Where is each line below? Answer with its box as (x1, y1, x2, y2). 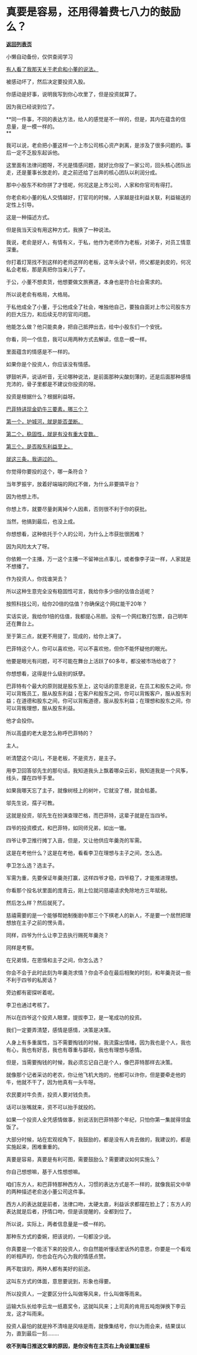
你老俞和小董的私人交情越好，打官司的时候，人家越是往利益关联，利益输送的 (6, 193, 191, 200)
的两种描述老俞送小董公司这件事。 (6, 1188, 89, 1195)
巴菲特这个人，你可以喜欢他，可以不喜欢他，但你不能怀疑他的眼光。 (6, 645, 171, 652)
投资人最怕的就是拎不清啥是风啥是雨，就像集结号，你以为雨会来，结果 (6, 1322, 176, 1329)
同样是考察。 (6, 944, 37, 951)
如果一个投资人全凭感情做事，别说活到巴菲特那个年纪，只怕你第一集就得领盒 (6, 1116, 191, 1123)
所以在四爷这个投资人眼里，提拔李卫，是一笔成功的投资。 (6, 1013, 145, 1021)
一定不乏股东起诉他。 (11, 149, 63, 156)
